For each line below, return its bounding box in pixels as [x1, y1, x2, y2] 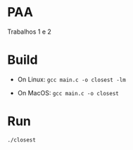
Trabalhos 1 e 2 [7, 27, 51, 36]
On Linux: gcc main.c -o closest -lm [17, 75, 127, 83]
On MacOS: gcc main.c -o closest [17, 88, 120, 97]
